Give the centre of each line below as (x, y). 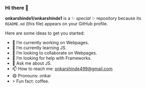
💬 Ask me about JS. (32, 63)
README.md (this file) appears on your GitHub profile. (56, 24)
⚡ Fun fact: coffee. (31, 81)
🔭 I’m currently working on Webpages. (50, 43)
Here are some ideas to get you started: (45, 33)
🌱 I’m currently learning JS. (39, 48)
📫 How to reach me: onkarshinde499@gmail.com (62, 69)
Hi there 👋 (17, 8)
